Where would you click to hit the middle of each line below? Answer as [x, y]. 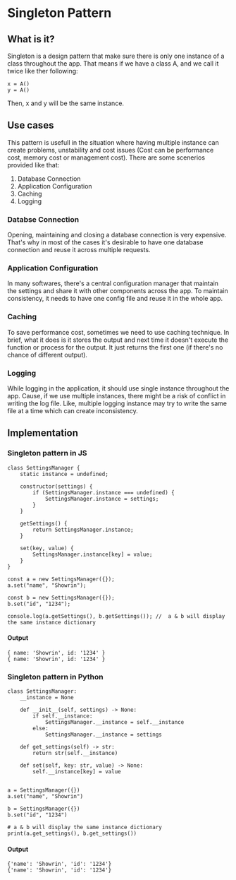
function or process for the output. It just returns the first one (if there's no [115, 347]
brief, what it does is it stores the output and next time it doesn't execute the [118, 340]
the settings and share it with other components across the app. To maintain [118, 291]
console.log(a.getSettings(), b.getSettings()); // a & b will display [116, 616]
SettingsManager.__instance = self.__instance [114, 723]
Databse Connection [43, 219]
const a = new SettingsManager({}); [61, 579]
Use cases [31, 125]
